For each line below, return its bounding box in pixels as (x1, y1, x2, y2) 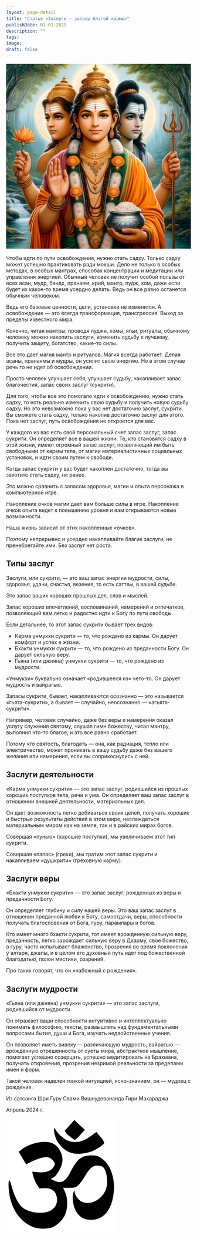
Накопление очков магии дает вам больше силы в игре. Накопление (6, 500, 179, 507)
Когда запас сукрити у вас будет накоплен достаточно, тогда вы (6, 465, 168, 472)
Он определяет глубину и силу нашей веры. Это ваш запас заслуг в (6, 907, 176, 914)
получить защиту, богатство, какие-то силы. (6, 339, 118, 346)
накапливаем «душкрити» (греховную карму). (6, 857, 123, 864)
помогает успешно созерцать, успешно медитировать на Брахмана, (6, 1053, 179, 1061)
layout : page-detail (6, 9, 57, 15)
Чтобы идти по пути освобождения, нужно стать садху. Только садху (6, 254, 181, 261)
